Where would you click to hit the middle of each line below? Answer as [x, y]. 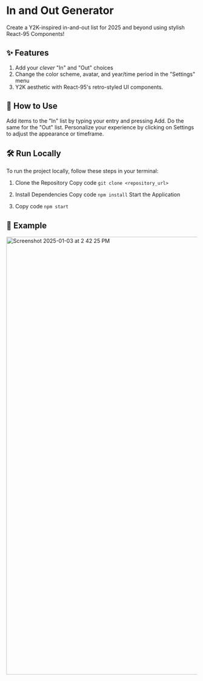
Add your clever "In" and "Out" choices [64, 67]
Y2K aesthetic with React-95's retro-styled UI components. [89, 87]
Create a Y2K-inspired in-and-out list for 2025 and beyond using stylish [95, 27]
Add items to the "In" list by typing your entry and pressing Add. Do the [95, 121]
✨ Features [28, 53]
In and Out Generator [60, 11]
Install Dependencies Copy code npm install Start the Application [98, 194]
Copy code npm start [42, 207]
